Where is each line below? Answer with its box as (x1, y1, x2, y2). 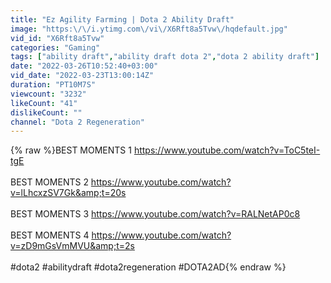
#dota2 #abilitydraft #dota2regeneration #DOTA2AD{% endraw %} (10, 261, 287, 273)
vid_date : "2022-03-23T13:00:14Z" (10, 71, 155, 81)
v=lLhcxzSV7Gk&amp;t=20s (10, 187, 127, 199)
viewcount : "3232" (10, 89, 87, 99)
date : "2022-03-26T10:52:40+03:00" (10, 61, 159, 71)
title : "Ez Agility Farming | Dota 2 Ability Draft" (10, 14, 235, 25)
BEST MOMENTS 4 (10, 229, 90, 241)
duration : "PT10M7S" (10, 80, 97, 90)
